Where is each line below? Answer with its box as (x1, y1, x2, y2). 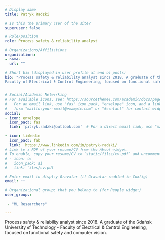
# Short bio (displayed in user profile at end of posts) (5, 70, 126, 75)
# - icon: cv (5, 156, 32, 161)
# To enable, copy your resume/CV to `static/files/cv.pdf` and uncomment (5, 151, 162, 156)
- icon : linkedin (5, 133, 41, 138)
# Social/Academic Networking (5, 92, 67, 97)
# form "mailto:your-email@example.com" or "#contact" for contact (5, 106, 151, 111)
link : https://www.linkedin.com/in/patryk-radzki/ (9, 143, 118, 148)
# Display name (5, 7, 36, 12)
